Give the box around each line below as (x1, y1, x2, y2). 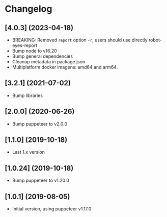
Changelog (5, 3, 52, 15)
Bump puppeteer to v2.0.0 (12, 120, 67, 127)
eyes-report (12, 42, 38, 49)
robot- (148, 37, 162, 43)
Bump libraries (12, 92, 43, 99)
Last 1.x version (12, 149, 45, 155)
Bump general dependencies (12, 53, 73, 59)
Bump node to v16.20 (12, 48, 57, 54)
